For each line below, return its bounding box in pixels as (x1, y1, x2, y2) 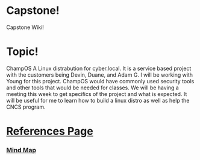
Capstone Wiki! (6, 24, 44, 31)
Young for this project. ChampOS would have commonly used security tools (6, 77, 195, 85)
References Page (6, 124, 93, 138)
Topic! (6, 45, 39, 59)
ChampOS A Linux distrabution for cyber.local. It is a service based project (6, 65, 192, 72)
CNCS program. (6, 103, 46, 110)
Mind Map (6, 146, 37, 154)
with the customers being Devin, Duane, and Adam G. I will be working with (6, 71, 193, 78)
